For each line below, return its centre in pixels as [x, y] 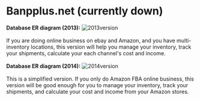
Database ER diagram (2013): [44, 28]
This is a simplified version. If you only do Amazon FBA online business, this [100, 79]
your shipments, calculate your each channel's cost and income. [86, 53]
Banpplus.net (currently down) [85, 11]
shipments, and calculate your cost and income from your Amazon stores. [98, 91]
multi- [184, 40]
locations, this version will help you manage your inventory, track [111, 47]
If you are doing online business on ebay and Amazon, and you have [91, 40]
